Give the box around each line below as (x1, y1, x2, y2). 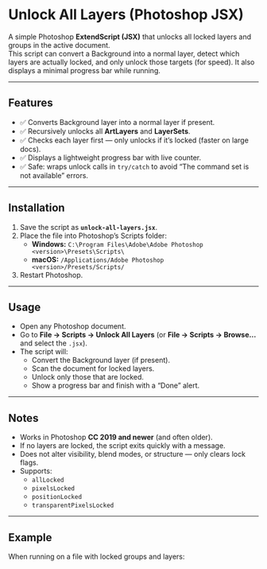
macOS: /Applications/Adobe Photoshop (31, 255, 164, 264)
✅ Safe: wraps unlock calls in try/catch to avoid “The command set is (19, 162, 250, 171)
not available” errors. (19, 170, 89, 180)
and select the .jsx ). (19, 338, 87, 348)
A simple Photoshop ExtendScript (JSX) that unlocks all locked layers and (8, 32, 252, 41)
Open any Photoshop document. (19, 322, 126, 331)
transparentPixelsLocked (31, 501, 114, 510)
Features (8, 96, 53, 110)
